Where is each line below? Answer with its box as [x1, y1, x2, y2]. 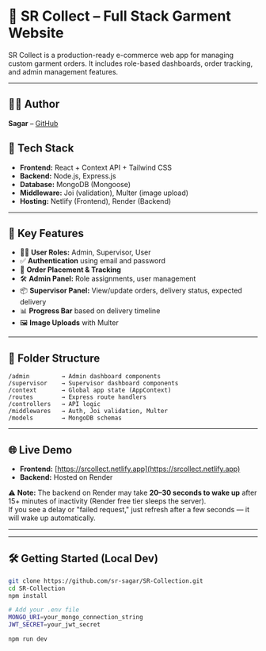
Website [8, 24, 64, 42]
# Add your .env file [8, 606, 80, 614]
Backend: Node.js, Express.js [19, 170, 116, 181]
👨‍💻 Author [8, 98, 60, 111]
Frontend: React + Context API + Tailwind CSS [19, 163, 173, 172]
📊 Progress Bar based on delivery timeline [19, 306, 161, 316]
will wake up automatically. [8, 513, 97, 523]
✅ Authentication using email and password [19, 256, 166, 266]
